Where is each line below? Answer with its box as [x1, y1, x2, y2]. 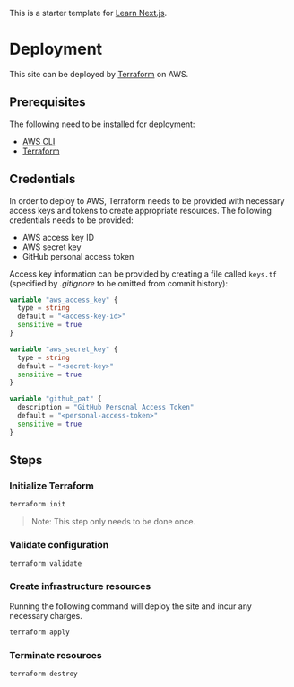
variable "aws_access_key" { [9, 295, 118, 304]
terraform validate [9, 559, 82, 568]
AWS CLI [22, 136, 56, 146]
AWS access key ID [22, 232, 95, 242]
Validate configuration [9, 539, 109, 551]
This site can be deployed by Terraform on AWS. [9, 68, 189, 79]
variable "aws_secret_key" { [9, 345, 118, 354]
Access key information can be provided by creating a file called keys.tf [9, 269, 278, 279]
